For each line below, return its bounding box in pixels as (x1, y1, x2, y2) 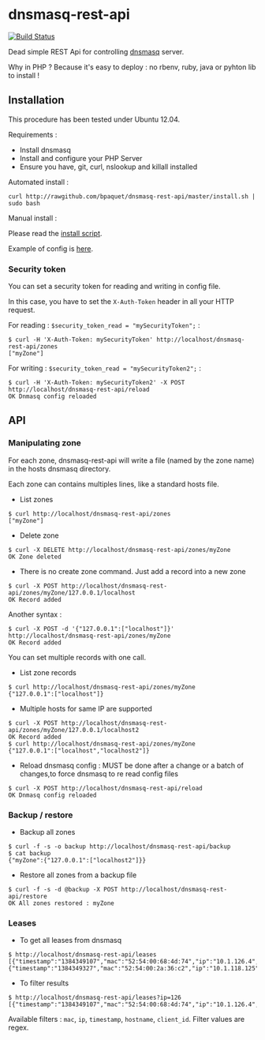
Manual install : (8, 213, 58, 223)
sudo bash (8, 199, 41, 207)
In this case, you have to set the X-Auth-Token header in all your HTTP (8, 297, 235, 306)
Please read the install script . (8, 228, 103, 238)
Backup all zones (19, 828, 76, 837)
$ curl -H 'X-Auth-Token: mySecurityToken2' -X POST (8, 379, 185, 387)
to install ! (8, 70, 40, 80)
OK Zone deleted (8, 553, 62, 561)
